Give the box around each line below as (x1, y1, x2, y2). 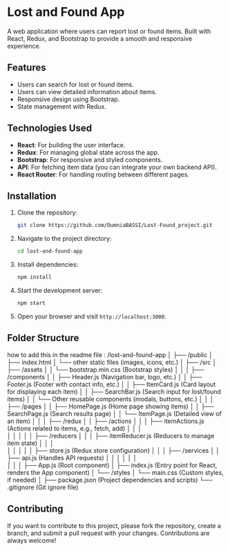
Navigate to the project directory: (17, 235, 112, 243)
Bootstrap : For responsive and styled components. (17, 155, 163, 163)
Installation (7, 190, 57, 201)
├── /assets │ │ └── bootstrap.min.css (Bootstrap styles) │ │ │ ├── (7, 365, 204, 374)
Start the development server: (17, 287, 103, 294)
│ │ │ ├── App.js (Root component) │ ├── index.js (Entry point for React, (7, 461, 218, 469)
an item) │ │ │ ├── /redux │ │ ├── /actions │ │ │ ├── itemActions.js (7, 417, 205, 425)
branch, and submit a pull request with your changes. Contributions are (7, 529, 210, 537)
